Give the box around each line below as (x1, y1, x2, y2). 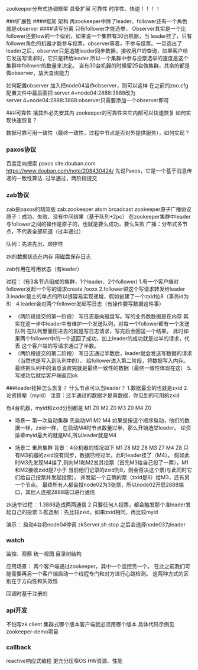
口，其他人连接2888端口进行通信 (14, 488, 96, 495)
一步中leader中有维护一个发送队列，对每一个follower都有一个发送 (30, 320, 190, 327)
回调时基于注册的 (6, 590, 48, 597)
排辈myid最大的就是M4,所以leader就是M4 (14, 431, 117, 438)
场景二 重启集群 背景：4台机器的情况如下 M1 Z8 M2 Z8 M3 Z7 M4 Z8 (14, 444, 182, 451)
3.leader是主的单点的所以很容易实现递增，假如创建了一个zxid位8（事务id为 (6, 292, 189, 300)
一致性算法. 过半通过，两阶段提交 (16, 175, 98, 182)
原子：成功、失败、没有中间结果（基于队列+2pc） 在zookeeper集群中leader (6, 213, 191, 220)
